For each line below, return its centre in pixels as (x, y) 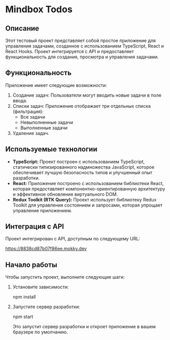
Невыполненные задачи (46, 122)
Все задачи (33, 117)
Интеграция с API (35, 227)
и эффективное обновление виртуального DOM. (65, 194)
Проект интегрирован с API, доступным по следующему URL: (73, 239)
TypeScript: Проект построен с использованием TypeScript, (79, 162)
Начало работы (31, 265)
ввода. (20, 100)
